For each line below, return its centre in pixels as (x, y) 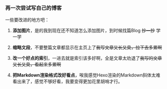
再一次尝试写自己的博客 (33, 8)
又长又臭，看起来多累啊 (37, 64)
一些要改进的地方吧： (27, 20)
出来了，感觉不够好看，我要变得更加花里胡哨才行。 (70, 81)
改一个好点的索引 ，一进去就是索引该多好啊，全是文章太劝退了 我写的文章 (87, 58)
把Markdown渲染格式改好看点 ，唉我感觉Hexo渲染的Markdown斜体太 (84, 75)
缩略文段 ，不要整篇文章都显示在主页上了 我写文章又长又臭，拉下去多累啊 (87, 48)
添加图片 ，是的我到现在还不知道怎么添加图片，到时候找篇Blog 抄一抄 (84, 31)
